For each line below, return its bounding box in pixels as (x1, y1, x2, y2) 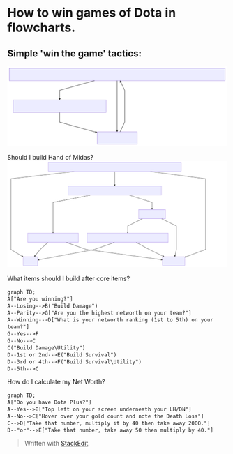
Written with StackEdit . (24, 439, 91, 447)
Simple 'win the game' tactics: (7, 47, 142, 59)
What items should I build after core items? (7, 274, 130, 282)
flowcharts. (7, 20, 76, 36)
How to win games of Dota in (7, 5, 176, 21)
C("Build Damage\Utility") (7, 344, 86, 351)
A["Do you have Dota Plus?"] (7, 399, 92, 406)
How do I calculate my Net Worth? (7, 377, 106, 386)
